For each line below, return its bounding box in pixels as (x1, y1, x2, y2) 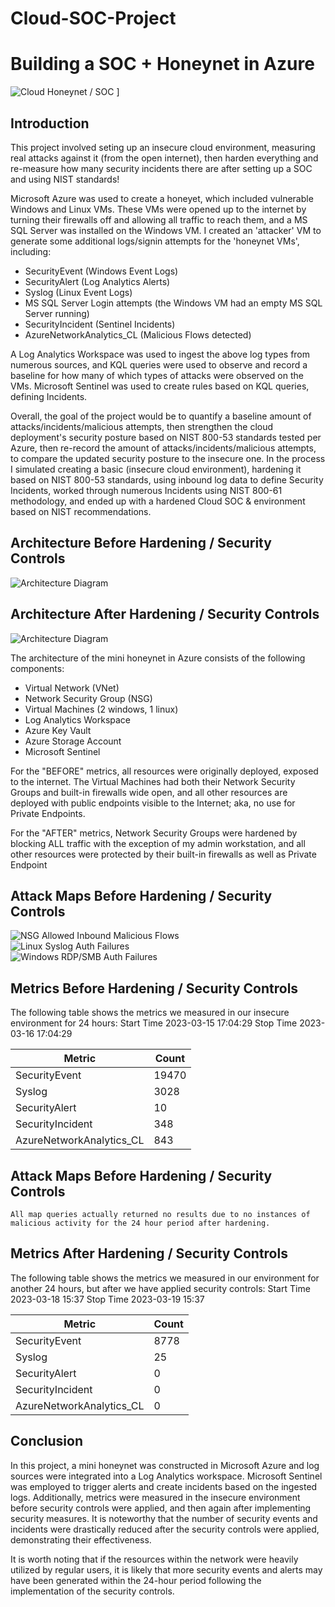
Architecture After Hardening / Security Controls (10, 606, 320, 623)
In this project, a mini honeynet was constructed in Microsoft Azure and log (10, 1459, 320, 1471)
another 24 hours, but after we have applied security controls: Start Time (10, 1282, 311, 1294)
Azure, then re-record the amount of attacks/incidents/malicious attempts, (10, 442, 317, 454)
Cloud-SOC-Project (10, 7, 177, 30)
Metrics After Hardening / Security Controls (10, 1245, 288, 1262)
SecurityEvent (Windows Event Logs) (24, 265, 179, 277)
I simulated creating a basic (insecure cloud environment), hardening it (10, 463, 302, 475)
